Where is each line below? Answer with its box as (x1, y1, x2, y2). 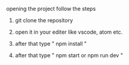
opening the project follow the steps (6, 5, 96, 12)
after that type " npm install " (14, 40, 87, 47)
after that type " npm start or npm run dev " (14, 52, 124, 59)
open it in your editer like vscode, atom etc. (14, 28, 123, 36)
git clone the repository (14, 17, 74, 23)
